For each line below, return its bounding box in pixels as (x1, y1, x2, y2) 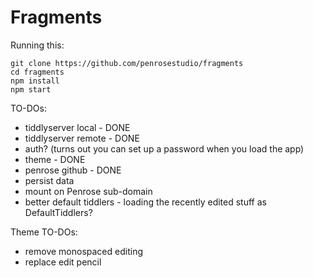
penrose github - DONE (24, 164, 122, 176)
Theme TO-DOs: (10, 226, 78, 238)
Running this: (10, 39, 65, 51)
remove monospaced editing (24, 245, 143, 257)
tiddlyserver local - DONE (24, 121, 131, 133)
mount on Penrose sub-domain (24, 185, 153, 197)
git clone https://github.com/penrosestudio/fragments (10, 58, 244, 68)
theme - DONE (24, 153, 86, 165)
